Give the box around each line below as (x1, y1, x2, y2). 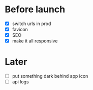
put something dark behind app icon (12, 73, 88, 79)
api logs (12, 79, 29, 85)
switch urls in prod (12, 20, 51, 27)
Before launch (5, 4, 66, 15)
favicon (12, 27, 28, 32)
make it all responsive (12, 38, 58, 44)
